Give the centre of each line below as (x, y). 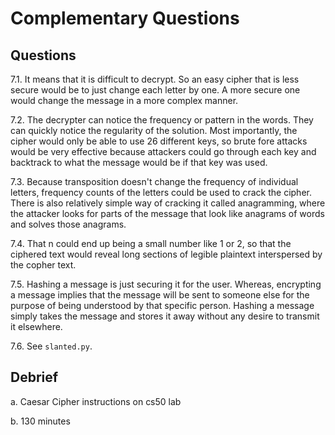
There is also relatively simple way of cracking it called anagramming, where (168, 203)
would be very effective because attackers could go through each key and (163, 151)
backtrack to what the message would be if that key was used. (139, 162)
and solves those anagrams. (68, 224)
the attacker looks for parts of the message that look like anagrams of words (167, 213)
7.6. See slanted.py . (51, 346)
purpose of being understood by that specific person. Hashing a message (162, 305)
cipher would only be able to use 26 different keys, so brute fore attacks (159, 141)
